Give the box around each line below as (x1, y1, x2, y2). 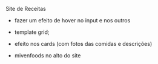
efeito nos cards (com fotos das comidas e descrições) (14, 40, 153, 47)
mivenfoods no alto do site (14, 52, 81, 59)
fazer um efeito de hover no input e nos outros (14, 17, 131, 24)
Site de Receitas (5, 5, 47, 12)
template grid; (14, 28, 50, 36)
